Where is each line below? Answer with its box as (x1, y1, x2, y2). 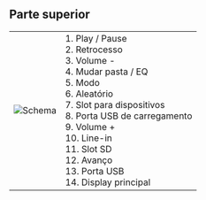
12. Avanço (65, 154, 113, 166)
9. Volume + (65, 120, 116, 133)
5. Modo (65, 76, 100, 88)
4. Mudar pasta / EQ (65, 65, 149, 78)
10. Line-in (65, 132, 112, 144)
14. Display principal (65, 176, 151, 188)
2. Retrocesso (65, 43, 124, 56)
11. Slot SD (65, 142, 112, 155)
